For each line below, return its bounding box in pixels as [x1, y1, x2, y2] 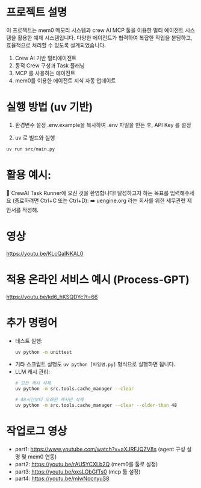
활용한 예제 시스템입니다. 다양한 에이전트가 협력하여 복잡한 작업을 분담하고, [17, 34, 193, 41]
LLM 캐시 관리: [14, 368, 50, 375]
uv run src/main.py [6, 146, 55, 152]
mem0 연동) [28, 452, 57, 460]
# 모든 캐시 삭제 [14, 380, 51, 386]
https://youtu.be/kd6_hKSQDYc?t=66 [6, 293, 98, 300]
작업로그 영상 [6, 425, 67, 438]
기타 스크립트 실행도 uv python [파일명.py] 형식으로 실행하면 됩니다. [14, 360, 176, 368]
